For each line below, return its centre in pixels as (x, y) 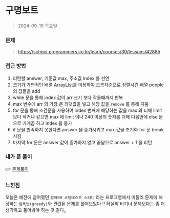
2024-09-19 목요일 (37, 26)
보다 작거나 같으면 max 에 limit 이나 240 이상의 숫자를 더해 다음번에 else (85, 116)
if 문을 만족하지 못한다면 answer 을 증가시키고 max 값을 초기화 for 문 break (88, 129)
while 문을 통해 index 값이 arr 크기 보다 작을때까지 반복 (68, 97)
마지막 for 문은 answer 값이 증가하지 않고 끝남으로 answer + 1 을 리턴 (82, 142)
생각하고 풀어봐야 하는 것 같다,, (36, 210)
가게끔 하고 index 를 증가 (47, 123)
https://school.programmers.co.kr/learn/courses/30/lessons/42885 (89, 52)
